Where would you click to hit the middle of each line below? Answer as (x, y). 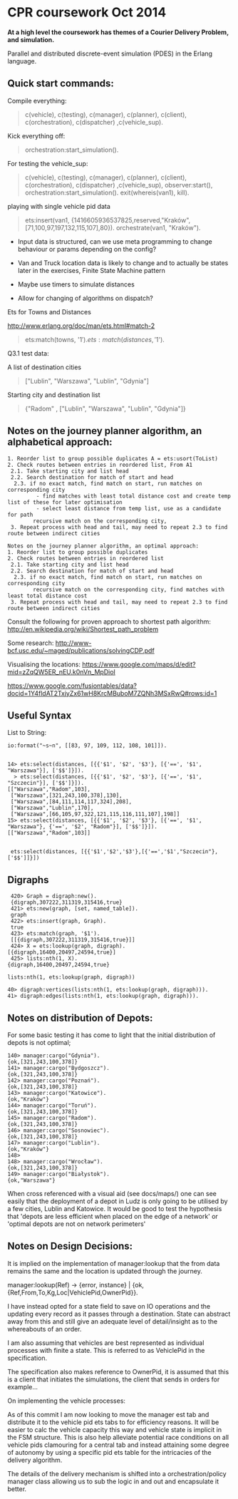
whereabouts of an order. (45, 1329)
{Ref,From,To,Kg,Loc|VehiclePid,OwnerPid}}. (73, 1292)
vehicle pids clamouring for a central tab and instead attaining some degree (118, 1445)
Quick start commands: (61, 84)
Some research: (31, 643)
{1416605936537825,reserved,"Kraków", (131, 220)
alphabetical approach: (60, 442)
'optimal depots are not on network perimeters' (77, 1224)
